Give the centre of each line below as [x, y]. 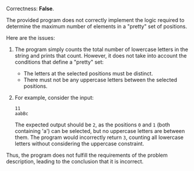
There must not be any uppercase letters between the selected [100, 80]
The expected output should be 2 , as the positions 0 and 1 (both [92, 125]
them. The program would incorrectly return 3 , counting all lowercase [99, 137]
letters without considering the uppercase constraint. [79, 144]
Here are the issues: [30, 38]
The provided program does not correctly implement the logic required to [95, 20]
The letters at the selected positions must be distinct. [88, 73]
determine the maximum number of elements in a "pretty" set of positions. [97, 26]
